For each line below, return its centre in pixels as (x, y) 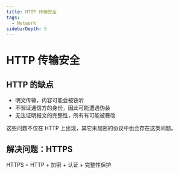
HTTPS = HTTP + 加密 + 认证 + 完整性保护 (59, 165)
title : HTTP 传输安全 (32, 12)
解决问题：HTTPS (40, 149)
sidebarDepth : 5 (27, 29)
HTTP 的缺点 (30, 84)
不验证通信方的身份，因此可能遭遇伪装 (62, 108)
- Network (24, 23)
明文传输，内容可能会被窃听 (49, 100)
